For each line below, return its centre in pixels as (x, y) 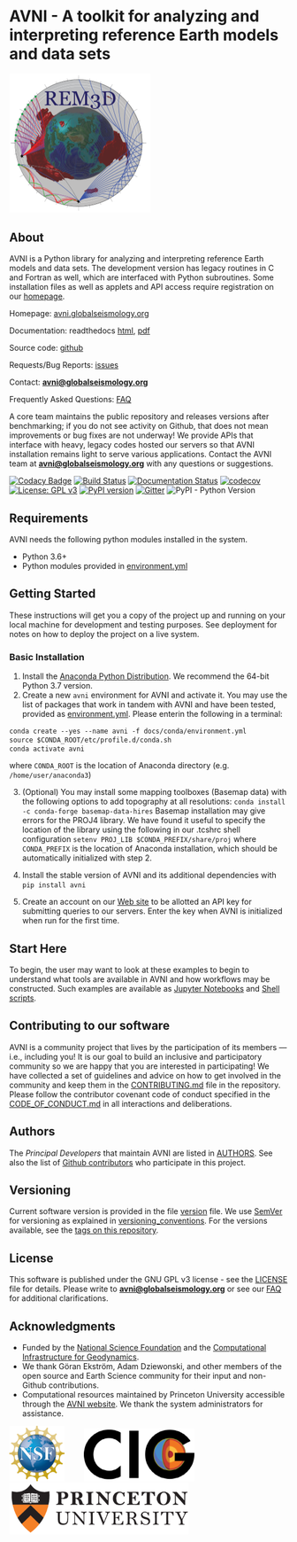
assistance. (43, 1413)
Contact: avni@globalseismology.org (79, 382)
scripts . (23, 998)
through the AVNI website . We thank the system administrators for (142, 1404)
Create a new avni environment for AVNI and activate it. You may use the (155, 695)
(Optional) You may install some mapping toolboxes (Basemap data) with (154, 792)
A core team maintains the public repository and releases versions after (139, 417)
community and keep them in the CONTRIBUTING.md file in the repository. (145, 1085)
